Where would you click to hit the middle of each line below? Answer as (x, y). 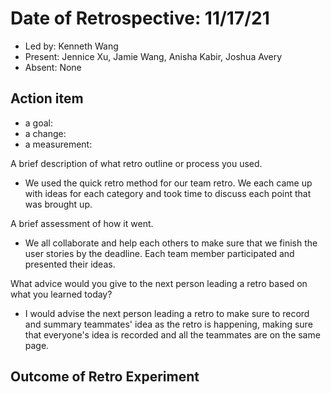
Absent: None (53, 67)
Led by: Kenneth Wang (71, 46)
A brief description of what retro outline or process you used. (136, 163)
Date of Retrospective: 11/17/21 (140, 18)
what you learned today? (61, 294)
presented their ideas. (70, 264)
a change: (45, 133)
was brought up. (58, 204)
